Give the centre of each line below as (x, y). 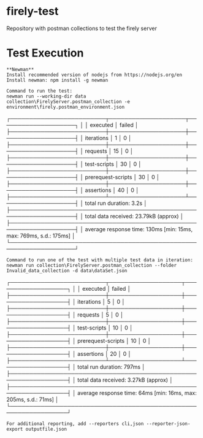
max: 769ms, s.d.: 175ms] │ (41, 236)
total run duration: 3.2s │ (116, 203)
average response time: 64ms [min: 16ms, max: (137, 393)
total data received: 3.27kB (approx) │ (125, 380)
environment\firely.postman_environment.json (65, 107)
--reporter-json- (168, 424)
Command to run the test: (39, 91)
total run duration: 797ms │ (112, 367)
